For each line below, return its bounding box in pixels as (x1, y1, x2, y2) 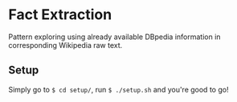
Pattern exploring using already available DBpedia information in (8, 32, 221, 41)
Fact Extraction (8, 6, 112, 24)
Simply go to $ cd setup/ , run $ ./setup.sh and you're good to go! (8, 84, 229, 94)
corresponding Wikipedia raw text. (8, 40, 123, 49)
